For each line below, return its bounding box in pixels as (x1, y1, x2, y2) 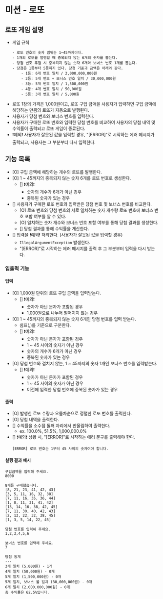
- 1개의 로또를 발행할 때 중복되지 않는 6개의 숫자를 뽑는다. (12, 55, 118, 60)
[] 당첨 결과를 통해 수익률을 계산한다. (19, 225, 89, 231)
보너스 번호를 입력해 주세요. (5, 541, 54, 546)
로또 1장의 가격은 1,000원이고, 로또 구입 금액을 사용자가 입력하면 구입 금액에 (12, 101, 157, 107)
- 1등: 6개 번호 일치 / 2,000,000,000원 (21, 71, 97, 76)
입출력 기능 (5, 265, 30, 272)
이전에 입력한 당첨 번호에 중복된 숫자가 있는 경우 (26, 386, 118, 392)
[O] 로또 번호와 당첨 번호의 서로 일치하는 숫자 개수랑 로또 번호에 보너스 (19, 207, 154, 213)
